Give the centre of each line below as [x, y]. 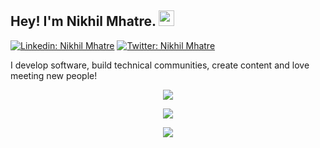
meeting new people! [54, 75]
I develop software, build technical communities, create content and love [160, 65]
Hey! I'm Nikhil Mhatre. [83, 21]
